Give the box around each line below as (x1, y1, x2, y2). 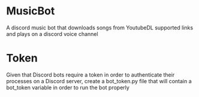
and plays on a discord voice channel (6, 30, 98, 37)
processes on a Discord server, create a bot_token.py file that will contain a (6, 77, 192, 84)
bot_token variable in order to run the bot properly (6, 84, 130, 91)
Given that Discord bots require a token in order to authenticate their (6, 71, 175, 78)
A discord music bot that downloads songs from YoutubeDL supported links (6, 24, 194, 31)
